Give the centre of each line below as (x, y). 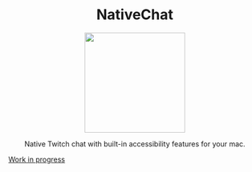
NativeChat (135, 15)
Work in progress (37, 159)
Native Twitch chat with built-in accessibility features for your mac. (135, 144)
